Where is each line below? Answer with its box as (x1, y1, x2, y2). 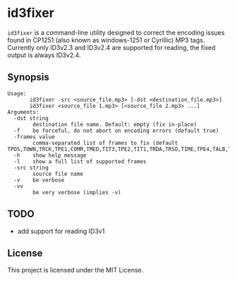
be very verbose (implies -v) (32, 189, 121, 196)
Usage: (7, 90, 27, 97)
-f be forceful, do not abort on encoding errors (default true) (13, 127, 219, 134)
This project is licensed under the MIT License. (7, 266, 144, 275)
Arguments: (7, 108, 39, 116)
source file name (32, 170, 83, 177)
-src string (13, 164, 49, 171)
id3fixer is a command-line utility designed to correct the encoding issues (7, 28, 225, 37)
